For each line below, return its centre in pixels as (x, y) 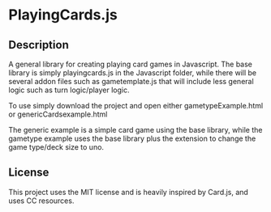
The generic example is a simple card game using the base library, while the (135, 130)
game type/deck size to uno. (56, 147)
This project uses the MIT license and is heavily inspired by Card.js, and (129, 192)
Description (39, 45)
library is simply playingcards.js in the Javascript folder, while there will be (133, 73)
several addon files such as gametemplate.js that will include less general (131, 81)
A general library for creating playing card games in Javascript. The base (131, 64)
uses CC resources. (41, 201)
